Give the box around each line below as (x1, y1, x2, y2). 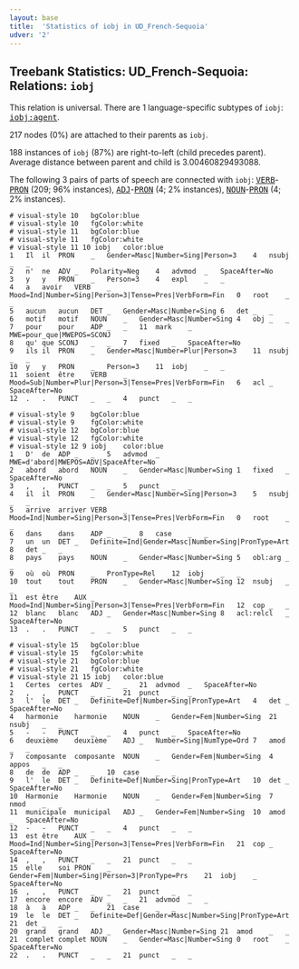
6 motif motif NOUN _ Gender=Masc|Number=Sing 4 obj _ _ (9, 315, 290, 324)
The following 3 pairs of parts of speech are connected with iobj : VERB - (9, 175, 279, 185)
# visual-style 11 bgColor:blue (9, 227, 140, 236)
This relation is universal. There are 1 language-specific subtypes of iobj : (9, 102, 284, 114)
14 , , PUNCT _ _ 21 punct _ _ (9, 855, 193, 864)
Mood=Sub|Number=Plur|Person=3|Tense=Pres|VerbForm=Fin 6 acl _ (9, 378, 274, 387)
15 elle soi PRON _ (9, 864, 111, 873)
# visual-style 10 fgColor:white (9, 219, 144, 228)
